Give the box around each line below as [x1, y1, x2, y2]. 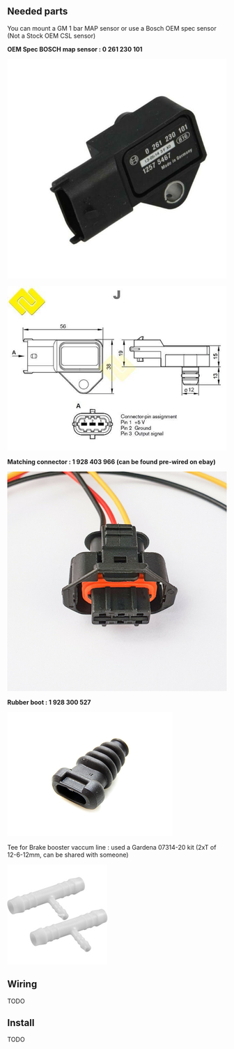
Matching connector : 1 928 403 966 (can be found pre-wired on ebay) [7, 457, 216, 466]
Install [7, 1017, 35, 1029]
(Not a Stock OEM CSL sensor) [7, 31, 96, 40]
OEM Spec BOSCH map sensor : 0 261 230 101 [7, 45, 143, 53]
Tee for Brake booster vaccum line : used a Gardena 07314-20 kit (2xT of [7, 843, 217, 851]
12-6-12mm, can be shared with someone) [7, 850, 129, 859]
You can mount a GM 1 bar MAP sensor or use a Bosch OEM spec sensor [7, 24, 217, 32]
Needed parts [7, 6, 68, 17]
